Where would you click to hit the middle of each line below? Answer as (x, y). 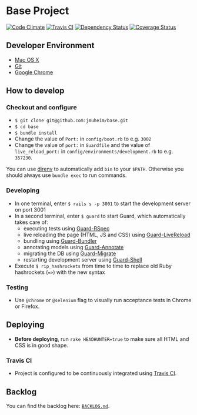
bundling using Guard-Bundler (60, 241)
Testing (17, 287)
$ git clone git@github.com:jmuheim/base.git (71, 121)
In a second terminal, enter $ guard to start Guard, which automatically (100, 216)
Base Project (38, 11)
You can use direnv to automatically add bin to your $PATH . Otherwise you (95, 169)
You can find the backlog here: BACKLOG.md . (58, 406)
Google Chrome (34, 72)
